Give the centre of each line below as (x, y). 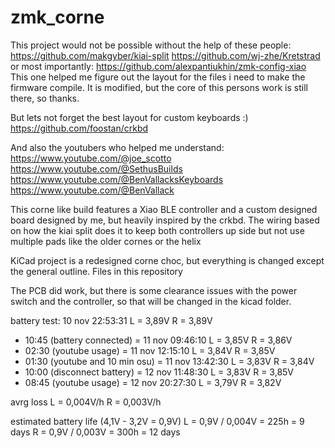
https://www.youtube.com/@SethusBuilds (96, 168)
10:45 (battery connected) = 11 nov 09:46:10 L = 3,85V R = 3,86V (158, 340)
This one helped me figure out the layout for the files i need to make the (158, 77)
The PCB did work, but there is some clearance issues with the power (154, 290)
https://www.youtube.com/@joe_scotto (91, 158)
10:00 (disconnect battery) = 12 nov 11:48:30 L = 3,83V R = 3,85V (159, 372)
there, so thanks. (45, 98)
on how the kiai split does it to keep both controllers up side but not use (157, 230)
